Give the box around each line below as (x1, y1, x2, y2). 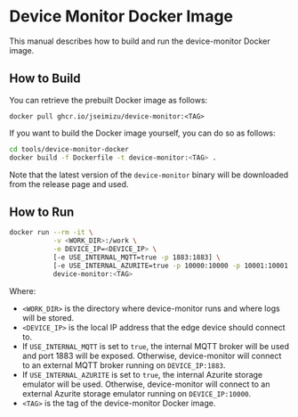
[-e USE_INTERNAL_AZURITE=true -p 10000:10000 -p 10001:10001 (52, 261, 289, 270)
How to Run (9, 204, 75, 219)
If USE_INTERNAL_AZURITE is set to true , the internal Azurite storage (21, 369, 263, 380)
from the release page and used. (9, 178, 129, 189)
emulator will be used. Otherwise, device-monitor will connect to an (21, 379, 270, 389)
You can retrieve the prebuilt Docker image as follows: (9, 94, 208, 105)
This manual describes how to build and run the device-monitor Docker (9, 36, 270, 46)
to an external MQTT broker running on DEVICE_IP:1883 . (21, 359, 226, 371)
